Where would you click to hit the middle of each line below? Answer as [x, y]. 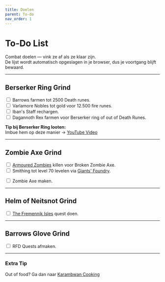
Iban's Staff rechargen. [35, 112]
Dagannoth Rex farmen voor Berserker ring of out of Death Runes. [79, 118]
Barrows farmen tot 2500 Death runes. [51, 100]
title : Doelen [20, 10]
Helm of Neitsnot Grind [41, 201]
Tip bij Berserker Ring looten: [36, 127]
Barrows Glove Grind [38, 234]
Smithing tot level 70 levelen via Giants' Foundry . [61, 171]
